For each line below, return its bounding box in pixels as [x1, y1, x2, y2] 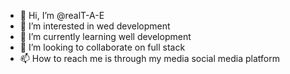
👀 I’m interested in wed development [19, 20, 171, 32]
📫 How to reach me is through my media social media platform [19, 53, 280, 64]
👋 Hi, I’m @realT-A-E [19, 10, 105, 21]
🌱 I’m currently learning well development [19, 31, 192, 42]
